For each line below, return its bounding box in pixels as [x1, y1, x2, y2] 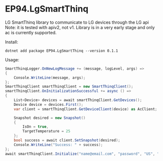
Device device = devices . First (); [14, 102, 83, 107]
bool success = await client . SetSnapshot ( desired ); [14, 138, 120, 143]
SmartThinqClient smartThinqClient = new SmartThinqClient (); [5, 84, 133, 89]
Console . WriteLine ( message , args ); [14, 75, 86, 80]
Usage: [5, 57, 19, 62]
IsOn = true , [22, 124, 49, 129]
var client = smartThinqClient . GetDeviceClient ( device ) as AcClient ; [14, 106, 158, 112]
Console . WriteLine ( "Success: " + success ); [14, 142, 103, 147]
